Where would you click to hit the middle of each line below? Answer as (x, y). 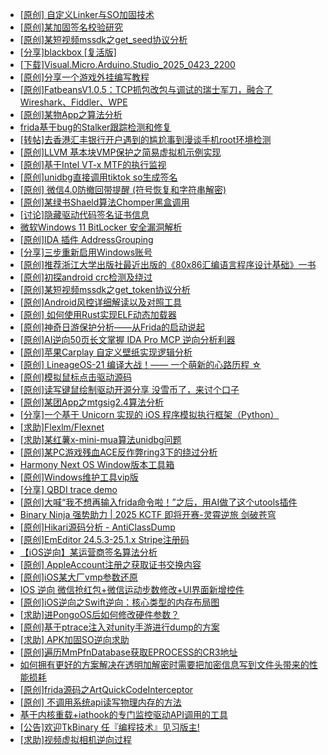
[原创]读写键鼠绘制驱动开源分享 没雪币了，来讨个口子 (129, 389)
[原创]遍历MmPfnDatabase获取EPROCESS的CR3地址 (128, 652)
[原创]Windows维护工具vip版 (79, 477)
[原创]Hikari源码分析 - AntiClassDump (97, 527)
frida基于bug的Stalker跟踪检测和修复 (95, 127)
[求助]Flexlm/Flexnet (62, 427)
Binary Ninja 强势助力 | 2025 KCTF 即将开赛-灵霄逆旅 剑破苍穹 (148, 514)
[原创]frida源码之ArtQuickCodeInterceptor (106, 689)
